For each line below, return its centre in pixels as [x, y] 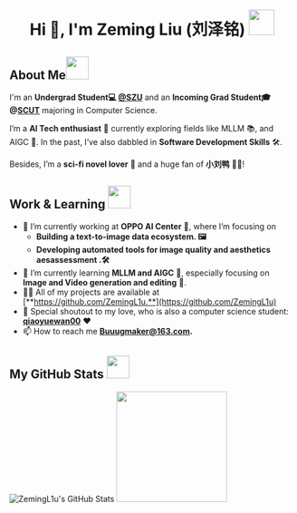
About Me [38, 75]
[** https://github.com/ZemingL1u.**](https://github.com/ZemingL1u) [149, 301]
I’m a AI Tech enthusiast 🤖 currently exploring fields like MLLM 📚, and [142, 128]
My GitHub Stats [57, 375]
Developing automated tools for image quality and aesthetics [153, 249]
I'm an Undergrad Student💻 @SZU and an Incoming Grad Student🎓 [140, 97]
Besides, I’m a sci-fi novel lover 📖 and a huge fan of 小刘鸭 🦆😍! [127, 164]
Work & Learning [57, 204]
